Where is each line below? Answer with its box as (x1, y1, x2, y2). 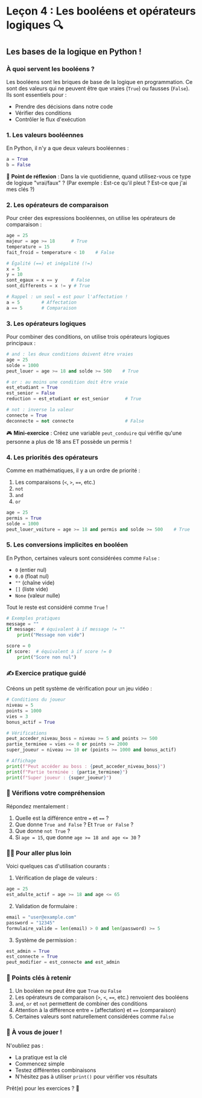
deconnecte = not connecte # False (6, 418, 145, 424)
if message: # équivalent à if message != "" (6, 626, 125, 632)
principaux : (6, 340, 36, 347)
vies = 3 (6, 713, 28, 720)
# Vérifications (6, 730, 47, 736)
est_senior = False (6, 390, 55, 397)
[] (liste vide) (14, 585, 48, 593)
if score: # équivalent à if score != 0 (6, 649, 112, 655)
